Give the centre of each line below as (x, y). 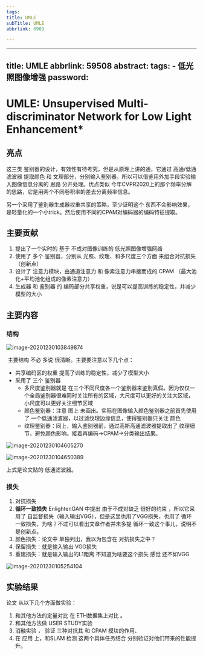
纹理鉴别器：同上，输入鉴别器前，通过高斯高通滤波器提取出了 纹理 (107, 426)
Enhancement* (45, 129)
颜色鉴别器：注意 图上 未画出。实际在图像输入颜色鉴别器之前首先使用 (110, 411)
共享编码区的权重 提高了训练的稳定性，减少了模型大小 (82, 373)
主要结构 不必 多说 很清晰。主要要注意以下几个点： (71, 360)
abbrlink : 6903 (25, 29)
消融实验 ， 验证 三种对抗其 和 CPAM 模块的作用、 (77, 631)
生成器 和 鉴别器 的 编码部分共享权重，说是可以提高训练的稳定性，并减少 (105, 287)
